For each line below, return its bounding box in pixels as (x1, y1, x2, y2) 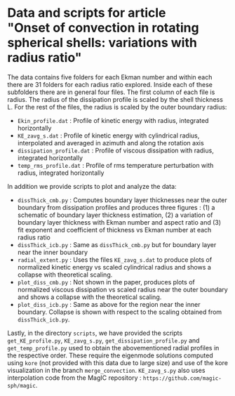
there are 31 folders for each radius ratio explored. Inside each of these (7, 80, 213, 88)
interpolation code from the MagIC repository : (7, 374, 142, 382)
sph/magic (7, 382, 36, 389)
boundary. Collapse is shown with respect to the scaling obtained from (17, 308, 222, 316)
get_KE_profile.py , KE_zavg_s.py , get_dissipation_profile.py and (7, 336, 200, 345)
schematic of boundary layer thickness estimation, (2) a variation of (17, 211, 213, 219)
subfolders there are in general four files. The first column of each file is (7, 88, 215, 96)
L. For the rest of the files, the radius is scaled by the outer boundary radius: (7, 103, 227, 111)
